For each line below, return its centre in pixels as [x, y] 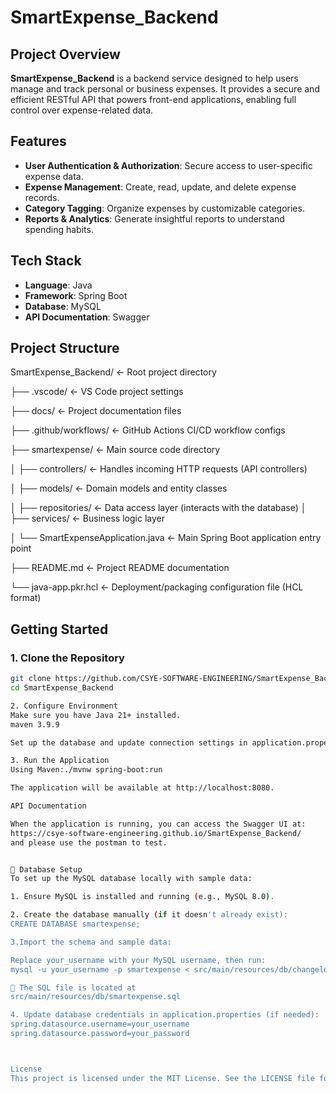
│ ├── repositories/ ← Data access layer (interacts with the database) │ [158, 508]
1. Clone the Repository [67, 658]
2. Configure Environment [64, 706]
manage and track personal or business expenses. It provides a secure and [165, 89]
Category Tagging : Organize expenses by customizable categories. [164, 208]
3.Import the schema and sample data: [91, 942]
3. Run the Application [60, 761]
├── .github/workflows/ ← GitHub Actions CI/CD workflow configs [148, 430]
